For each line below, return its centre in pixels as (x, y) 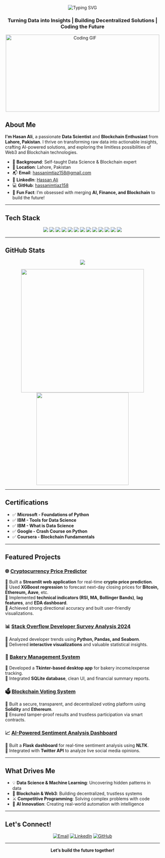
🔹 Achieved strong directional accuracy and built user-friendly (68, 608)
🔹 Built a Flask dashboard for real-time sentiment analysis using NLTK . (77, 745)
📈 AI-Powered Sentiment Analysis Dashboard (61, 733)
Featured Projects (33, 557)
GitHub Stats (25, 251)
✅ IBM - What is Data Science (43, 525)
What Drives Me (30, 771)
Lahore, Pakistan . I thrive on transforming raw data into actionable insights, (82, 142)
